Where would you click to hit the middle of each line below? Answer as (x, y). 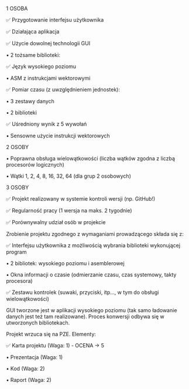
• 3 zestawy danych (30, 101)
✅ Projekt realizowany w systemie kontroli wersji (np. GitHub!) (81, 199)
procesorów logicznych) (35, 165)
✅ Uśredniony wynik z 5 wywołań (47, 124)
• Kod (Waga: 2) (25, 368)
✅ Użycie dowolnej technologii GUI (48, 43)
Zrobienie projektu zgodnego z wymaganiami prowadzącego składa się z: (95, 234)
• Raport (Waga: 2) (29, 380)
